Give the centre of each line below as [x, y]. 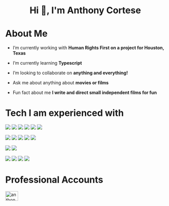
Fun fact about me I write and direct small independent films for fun [85, 93]
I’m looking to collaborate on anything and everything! [70, 73]
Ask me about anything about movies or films [61, 83]
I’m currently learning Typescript [47, 63]
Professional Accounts [54, 180]
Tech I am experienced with [65, 113]
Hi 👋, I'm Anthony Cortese [85, 10]
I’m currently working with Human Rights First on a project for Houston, [88, 48]
